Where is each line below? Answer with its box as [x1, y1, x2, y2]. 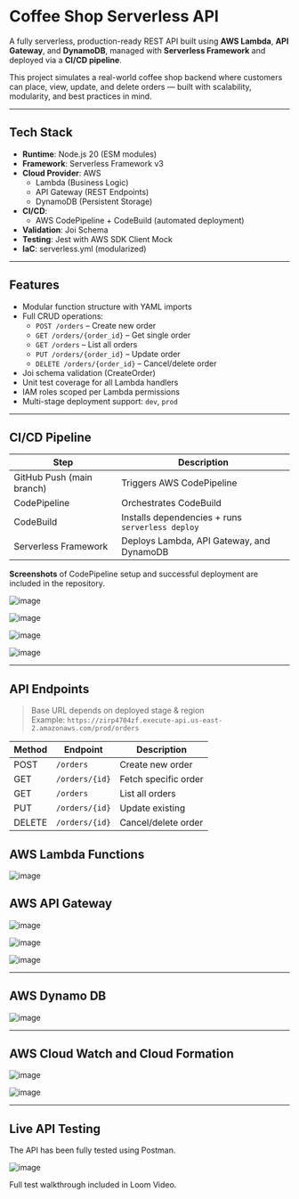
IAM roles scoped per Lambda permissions [21, 386, 181, 397]
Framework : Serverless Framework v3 [21, 158, 165, 168]
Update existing [119, 802, 186, 814]
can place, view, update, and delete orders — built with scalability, [9, 81, 252, 92]
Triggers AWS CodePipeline [121, 477, 238, 489]
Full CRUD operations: [21, 310, 104, 322]
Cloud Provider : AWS [21, 167, 101, 178]
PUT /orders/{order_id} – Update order [35, 348, 181, 359]
